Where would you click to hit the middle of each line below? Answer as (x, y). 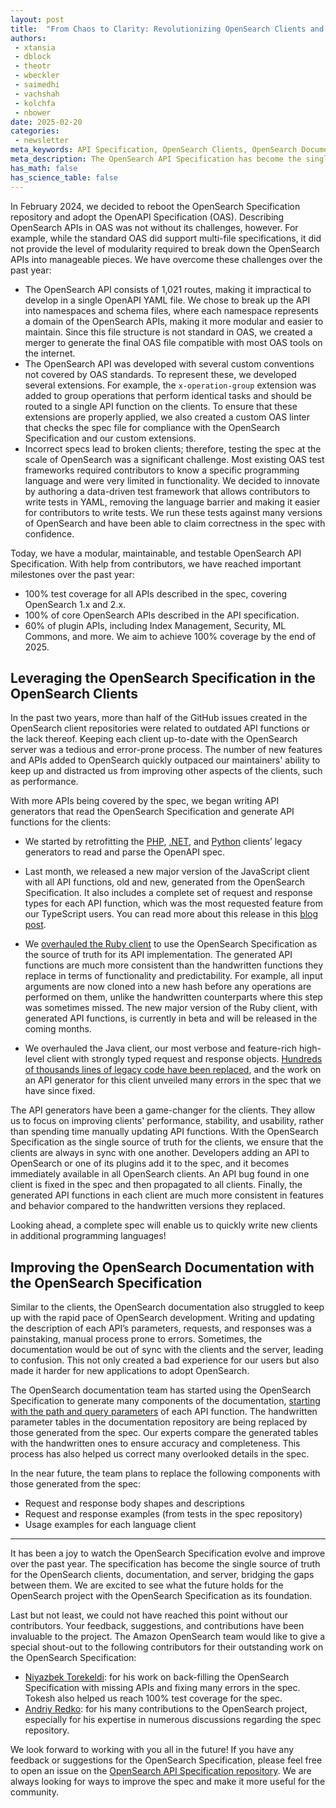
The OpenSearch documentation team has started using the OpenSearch (161, 1390)
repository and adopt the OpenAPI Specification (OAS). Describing (147, 217)
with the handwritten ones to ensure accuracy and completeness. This (155, 1443)
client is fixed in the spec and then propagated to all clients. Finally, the (156, 1185)
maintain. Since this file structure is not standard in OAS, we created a (168, 332)
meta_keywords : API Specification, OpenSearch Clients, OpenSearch (154, 150)
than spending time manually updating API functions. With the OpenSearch (164, 1132)
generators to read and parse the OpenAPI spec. (125, 852)
